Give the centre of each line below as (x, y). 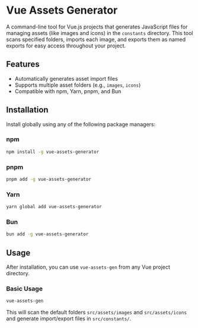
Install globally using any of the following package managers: (81, 124)
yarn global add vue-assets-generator (54, 207)
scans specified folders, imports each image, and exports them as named (96, 39)
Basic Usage (25, 288)
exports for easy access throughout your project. (66, 46)
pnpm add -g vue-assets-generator (49, 179)
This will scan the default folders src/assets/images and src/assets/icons (96, 313)
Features (23, 64)
